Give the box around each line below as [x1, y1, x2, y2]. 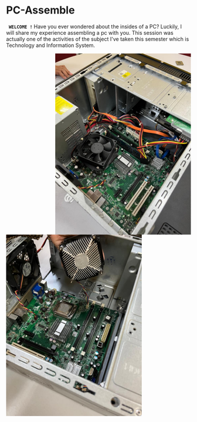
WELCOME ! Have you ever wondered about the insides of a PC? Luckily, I [8, 23, 182, 30]
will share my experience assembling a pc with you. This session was [6, 29, 174, 36]
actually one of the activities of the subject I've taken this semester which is [6, 35, 189, 42]
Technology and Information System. [6, 42, 96, 49]
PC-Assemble [6, 4, 75, 17]
